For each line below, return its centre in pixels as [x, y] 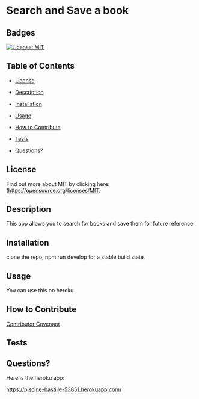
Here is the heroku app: [35, 378]
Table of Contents [41, 66]
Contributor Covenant [33, 324]
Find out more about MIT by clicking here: [58, 184]
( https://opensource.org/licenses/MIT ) [54, 190]
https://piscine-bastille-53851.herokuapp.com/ [64, 389]
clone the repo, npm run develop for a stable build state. [76, 257]
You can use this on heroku [40, 291]
